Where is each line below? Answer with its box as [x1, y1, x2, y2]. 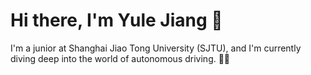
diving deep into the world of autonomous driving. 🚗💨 [10, 52, 231, 64]
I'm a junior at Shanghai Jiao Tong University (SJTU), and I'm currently [10, 42, 302, 54]
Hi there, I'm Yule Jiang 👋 [10, 9, 223, 32]
